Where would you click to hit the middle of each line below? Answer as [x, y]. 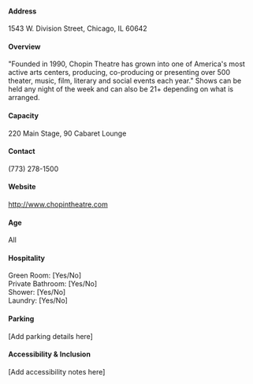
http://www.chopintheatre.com [58, 204]
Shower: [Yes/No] [37, 293]
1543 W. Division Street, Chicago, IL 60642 [78, 28]
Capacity [24, 116]
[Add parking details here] [50, 336]
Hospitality [27, 258]
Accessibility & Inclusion [49, 354]
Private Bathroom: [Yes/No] [53, 284]
